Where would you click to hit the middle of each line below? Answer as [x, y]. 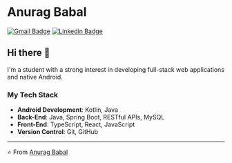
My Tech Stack [33, 95]
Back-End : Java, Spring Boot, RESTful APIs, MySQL [91, 117]
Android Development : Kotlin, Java [68, 110]
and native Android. [35, 77]
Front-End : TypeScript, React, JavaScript [76, 124]
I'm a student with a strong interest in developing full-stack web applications [116, 69]
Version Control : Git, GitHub [58, 132]
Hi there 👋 [29, 53]
